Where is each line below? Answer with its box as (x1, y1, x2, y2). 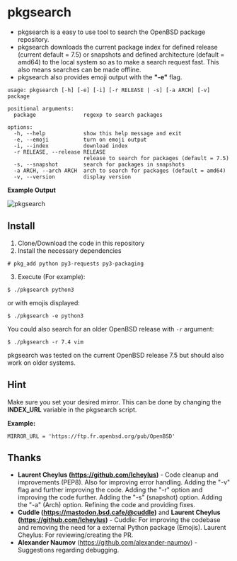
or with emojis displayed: (7, 298, 80, 307)
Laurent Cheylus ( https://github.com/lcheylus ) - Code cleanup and (17, 470, 219, 479)
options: (7, 123, 33, 131)
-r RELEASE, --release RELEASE (13, 148, 106, 156)
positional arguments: (7, 105, 74, 112)
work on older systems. (7, 358, 76, 367)
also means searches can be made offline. (17, 65, 141, 74)
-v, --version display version (13, 173, 132, 181)
